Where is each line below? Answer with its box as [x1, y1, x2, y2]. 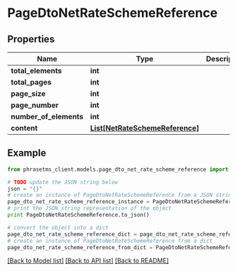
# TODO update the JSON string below [7, 179, 119, 186]
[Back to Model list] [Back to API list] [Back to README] [7, 256, 169, 265]
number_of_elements [11, 112, 84, 121]
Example [7, 147, 47, 159]
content [11, 124, 38, 133]
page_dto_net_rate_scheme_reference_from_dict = [7, 243, 153, 251]
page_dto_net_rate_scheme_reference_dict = [7, 231, 138, 238]
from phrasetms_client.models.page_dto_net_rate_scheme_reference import [7, 166, 229, 173]
